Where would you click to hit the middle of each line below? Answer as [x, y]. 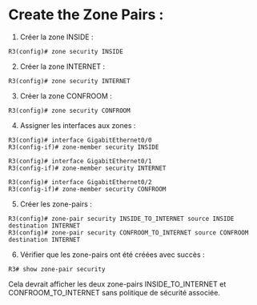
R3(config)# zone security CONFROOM [69, 110]
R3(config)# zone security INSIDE [66, 51]
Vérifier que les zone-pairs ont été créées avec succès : [112, 255]
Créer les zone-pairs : [56, 204]
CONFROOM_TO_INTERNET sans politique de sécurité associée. [114, 292]
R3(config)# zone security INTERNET [69, 81]
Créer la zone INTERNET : [62, 66]
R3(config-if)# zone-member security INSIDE [84, 147]
